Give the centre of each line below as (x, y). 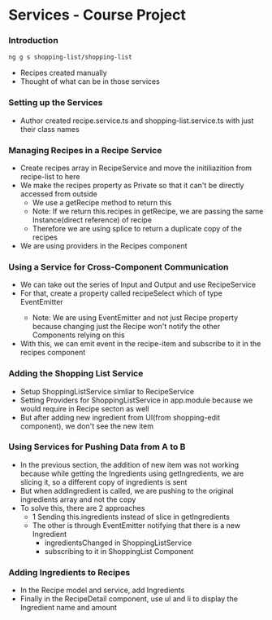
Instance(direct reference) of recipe (92, 220)
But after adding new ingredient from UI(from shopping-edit (120, 417)
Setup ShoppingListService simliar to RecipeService (107, 391)
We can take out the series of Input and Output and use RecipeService (138, 285)
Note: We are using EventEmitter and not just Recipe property (135, 318)
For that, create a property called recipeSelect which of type (121, 293)
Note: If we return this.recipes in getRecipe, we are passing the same (148, 211)
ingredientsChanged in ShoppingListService (118, 543)
